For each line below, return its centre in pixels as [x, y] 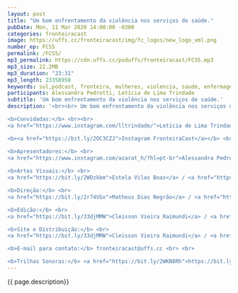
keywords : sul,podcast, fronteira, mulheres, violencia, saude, [104, 87]
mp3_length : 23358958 [39, 80]
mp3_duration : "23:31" [41, 73]
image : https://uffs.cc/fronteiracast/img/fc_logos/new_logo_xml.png [112, 40]
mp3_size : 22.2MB [33, 67]
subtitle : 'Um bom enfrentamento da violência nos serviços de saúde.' [115, 100]
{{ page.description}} [38, 282]
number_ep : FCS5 [31, 47]
